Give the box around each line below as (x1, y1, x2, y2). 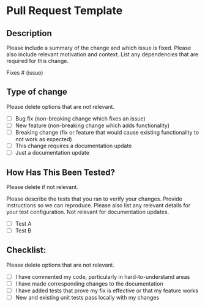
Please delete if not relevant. (6, 183, 78, 190)
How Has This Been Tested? (6, 167, 115, 177)
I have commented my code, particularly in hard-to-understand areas (15, 273, 190, 280)
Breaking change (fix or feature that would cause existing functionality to (15, 128, 199, 136)
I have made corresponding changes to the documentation (15, 279, 163, 287)
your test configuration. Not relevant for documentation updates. (6, 208, 170, 215)
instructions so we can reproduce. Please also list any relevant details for (6, 201, 191, 209)
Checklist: (6, 245, 47, 256)
